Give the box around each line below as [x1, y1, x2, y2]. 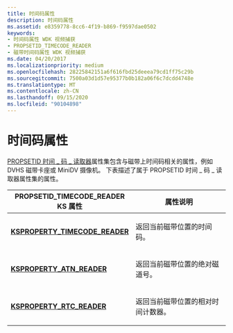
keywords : [7, 29, 36, 37]
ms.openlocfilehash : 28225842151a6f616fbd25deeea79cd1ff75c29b [7, 68, 194, 75]
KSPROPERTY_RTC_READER [10, 301, 107, 311]
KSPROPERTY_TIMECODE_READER [10, 227, 130, 236]
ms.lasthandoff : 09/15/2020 [7, 95, 89, 101]
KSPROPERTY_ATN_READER [10, 263, 107, 273]
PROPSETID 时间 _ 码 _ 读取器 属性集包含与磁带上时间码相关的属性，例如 [7, 157, 214, 165]
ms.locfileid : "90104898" [7, 101, 82, 108]
